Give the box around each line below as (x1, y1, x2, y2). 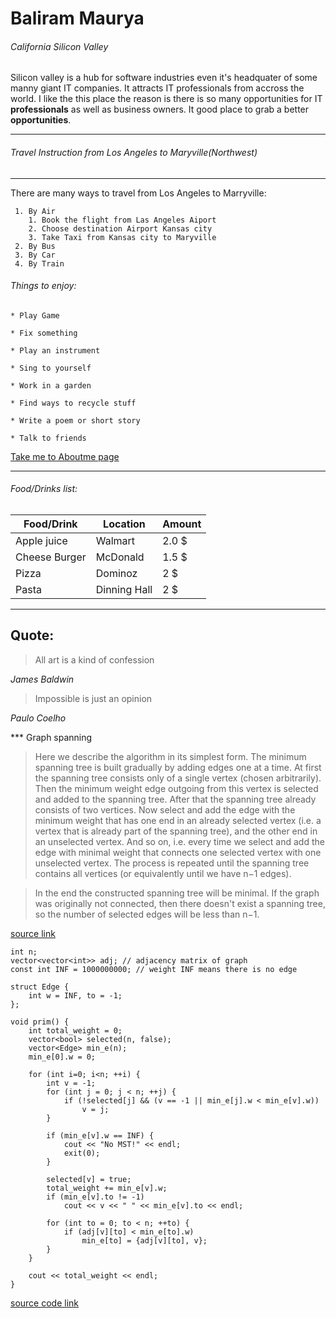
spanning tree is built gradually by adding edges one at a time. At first (34, 761, 322, 773)
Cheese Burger (15, 550, 87, 564)
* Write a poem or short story (10, 415, 141, 426)
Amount (162, 517, 202, 531)
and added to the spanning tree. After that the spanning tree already (34, 793, 317, 805)
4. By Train (14, 258, 65, 269)
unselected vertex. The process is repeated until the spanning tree (34, 857, 310, 869)
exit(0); (63, 1148, 101, 1158)
